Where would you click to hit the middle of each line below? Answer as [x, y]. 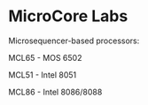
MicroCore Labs [68, 16]
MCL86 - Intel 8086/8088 [55, 92]
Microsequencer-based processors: [74, 41]
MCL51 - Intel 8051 [43, 75]
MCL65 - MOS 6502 [45, 57]
